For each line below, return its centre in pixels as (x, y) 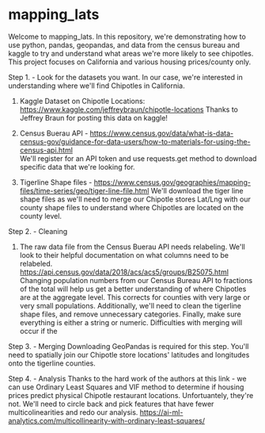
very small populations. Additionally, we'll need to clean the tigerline (131, 305)
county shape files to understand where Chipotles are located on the (131, 207)
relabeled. (36, 263)
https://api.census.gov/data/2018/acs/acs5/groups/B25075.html (124, 272)
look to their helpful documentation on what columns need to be (124, 255)
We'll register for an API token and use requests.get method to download (138, 158)
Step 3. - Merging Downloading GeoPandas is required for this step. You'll (129, 346)
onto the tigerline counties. (52, 363)
